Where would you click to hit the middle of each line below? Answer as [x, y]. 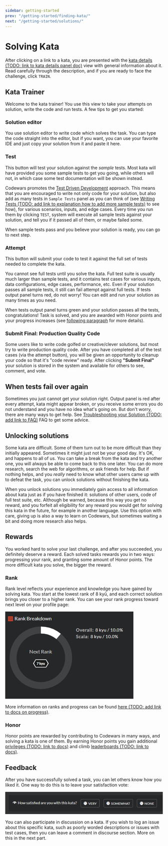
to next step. [18, 234]
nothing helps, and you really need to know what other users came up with [82, 474]
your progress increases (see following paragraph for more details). [75, 320]
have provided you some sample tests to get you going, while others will [79, 173]
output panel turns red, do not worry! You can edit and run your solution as [82, 295]
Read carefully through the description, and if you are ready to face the [78, 71]
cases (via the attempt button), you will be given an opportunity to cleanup [82, 355]
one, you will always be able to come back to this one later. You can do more [84, 463]
